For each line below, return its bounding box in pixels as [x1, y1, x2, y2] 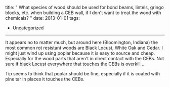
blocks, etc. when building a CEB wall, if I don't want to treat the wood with [5, 10, 161, 16]
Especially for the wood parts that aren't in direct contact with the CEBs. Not [5, 56, 164, 61]
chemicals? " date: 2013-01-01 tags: [5, 15, 80, 21]
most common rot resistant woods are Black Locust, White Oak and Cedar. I [5, 45, 163, 51]
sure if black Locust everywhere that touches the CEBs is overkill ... [5, 61, 146, 67]
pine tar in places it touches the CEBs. [5, 76, 84, 82]
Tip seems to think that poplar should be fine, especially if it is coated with [5, 71, 160, 76]
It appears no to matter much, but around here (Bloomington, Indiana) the [5, 39, 158, 45]
